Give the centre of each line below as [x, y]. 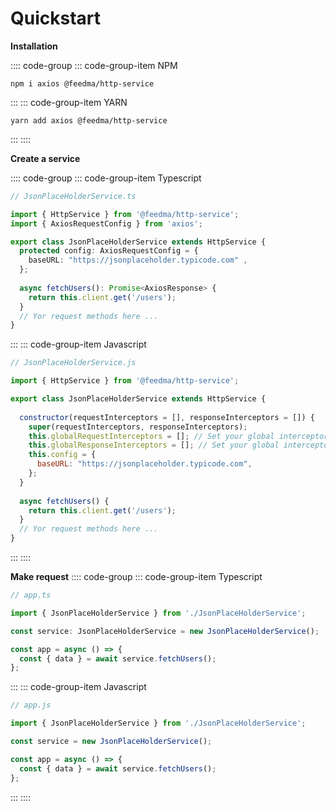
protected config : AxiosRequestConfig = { [109, 251]
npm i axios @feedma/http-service [82, 83]
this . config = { [62, 455]
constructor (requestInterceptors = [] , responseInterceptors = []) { [167, 417]
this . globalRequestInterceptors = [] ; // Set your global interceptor [178, 436]
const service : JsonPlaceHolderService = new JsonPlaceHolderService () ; [165, 631]
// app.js [31, 705]
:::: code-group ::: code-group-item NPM [94, 65]
